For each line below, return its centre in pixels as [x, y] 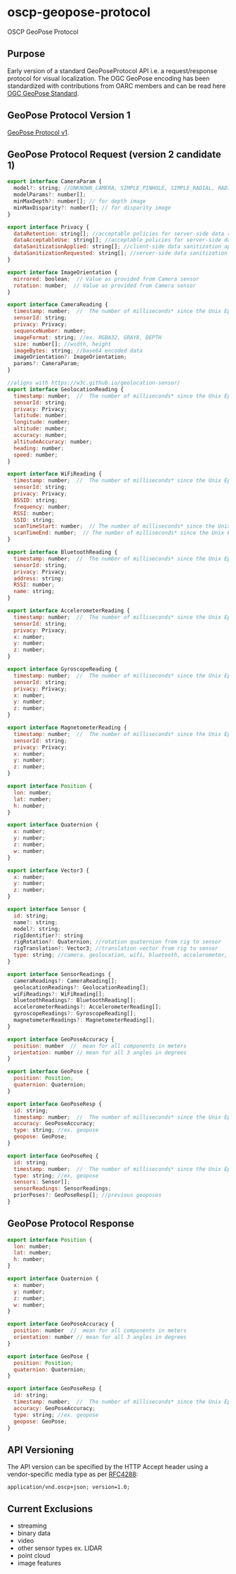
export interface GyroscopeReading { [63, 669]
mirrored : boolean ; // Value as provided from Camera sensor [106, 279]
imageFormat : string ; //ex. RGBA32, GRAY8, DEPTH [87, 337]
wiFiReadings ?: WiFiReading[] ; [59, 994]
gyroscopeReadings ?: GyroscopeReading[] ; [75, 1014]
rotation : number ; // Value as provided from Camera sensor [105, 286]
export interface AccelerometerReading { [69, 611]
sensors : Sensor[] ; [42, 1182]
